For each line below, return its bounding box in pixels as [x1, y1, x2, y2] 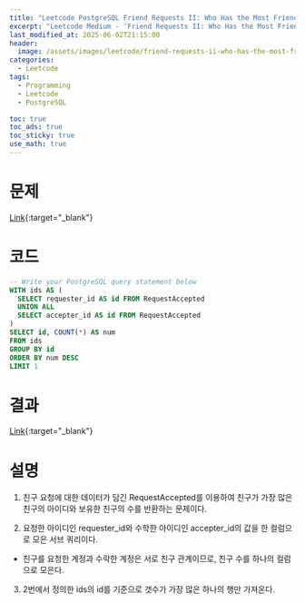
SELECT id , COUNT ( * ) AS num [9, 328, 116, 337]
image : [17, 47, 43, 56]
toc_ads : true [9, 123, 64, 132]
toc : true [9, 114, 47, 124]
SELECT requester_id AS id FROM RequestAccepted [17, 294, 205, 303]
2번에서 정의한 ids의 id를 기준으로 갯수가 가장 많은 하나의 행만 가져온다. [22, 584, 275, 595]
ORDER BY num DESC [9, 353, 79, 362]
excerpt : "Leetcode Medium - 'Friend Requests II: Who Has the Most [9, 22, 274, 31]
